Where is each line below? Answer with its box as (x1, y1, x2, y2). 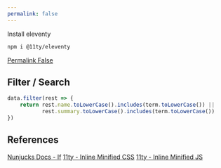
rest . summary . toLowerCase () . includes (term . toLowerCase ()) (41, 108, 215, 115)
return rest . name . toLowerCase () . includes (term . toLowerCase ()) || (20, 101, 215, 109)
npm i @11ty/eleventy (7, 43, 71, 50)
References (7, 134, 59, 146)
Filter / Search (7, 76, 70, 88)
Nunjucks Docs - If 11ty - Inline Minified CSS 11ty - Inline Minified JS (7, 153, 203, 161)
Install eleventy (7, 30, 51, 38)
